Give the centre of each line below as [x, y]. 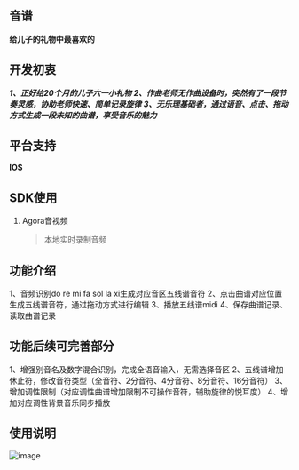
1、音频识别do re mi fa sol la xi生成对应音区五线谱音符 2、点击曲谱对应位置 [146, 294]
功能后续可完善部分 [62, 346]
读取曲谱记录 [32, 316]
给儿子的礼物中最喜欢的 [52, 39]
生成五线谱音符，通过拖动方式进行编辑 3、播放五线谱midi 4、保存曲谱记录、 [149, 305]
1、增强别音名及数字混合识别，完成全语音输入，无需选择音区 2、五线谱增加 [146, 369]
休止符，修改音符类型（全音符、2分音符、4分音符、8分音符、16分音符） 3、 [149, 380]
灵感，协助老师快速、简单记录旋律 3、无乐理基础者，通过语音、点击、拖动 [152, 104]
